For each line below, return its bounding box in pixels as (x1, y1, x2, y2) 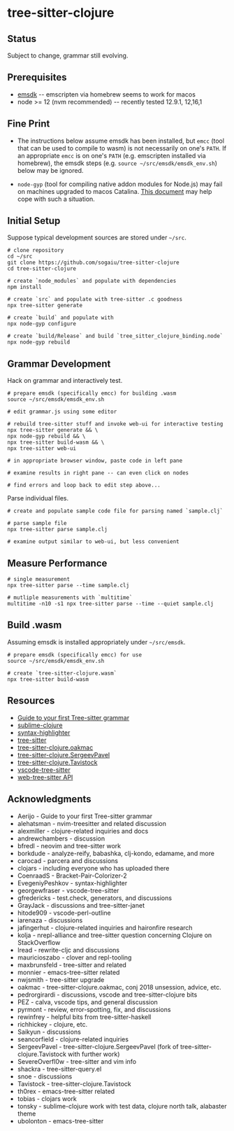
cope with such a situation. (17, 195, 96, 203)
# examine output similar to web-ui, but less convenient (7, 538, 180, 545)
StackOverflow (17, 938, 61, 946)
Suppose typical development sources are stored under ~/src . (7, 233, 187, 242)
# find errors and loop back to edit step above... (7, 482, 161, 489)
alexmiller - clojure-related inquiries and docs (17, 827, 149, 835)
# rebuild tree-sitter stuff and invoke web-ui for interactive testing (7, 421, 224, 428)
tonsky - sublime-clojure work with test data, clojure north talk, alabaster (17, 1102, 227, 1110)
